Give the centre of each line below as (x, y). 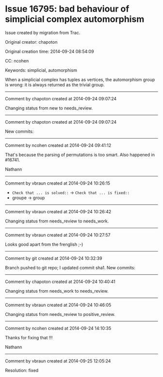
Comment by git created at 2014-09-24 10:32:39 (54, 258)
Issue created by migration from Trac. (43, 32)
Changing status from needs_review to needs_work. (57, 221)
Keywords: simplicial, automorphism (41, 70)
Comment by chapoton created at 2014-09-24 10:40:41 (60, 282)
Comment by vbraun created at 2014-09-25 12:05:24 (58, 361)
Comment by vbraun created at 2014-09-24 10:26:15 (58, 183)
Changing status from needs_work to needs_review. (57, 291)
